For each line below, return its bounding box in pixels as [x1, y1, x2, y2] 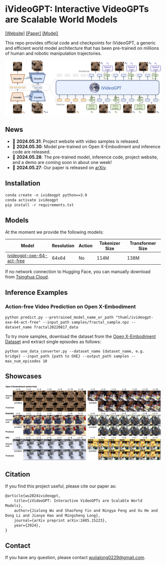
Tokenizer [99, 240, 121, 246]
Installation [5, 179, 41, 187]
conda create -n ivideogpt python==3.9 [5, 193, 87, 198]
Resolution [51, 243, 75, 249]
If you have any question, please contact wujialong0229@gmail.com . [5, 555, 146, 561]
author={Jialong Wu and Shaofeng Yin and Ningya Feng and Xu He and [14, 508, 158, 513]
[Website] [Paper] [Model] [5, 30, 58, 36]
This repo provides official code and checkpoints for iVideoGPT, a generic [5, 40, 156, 45]
